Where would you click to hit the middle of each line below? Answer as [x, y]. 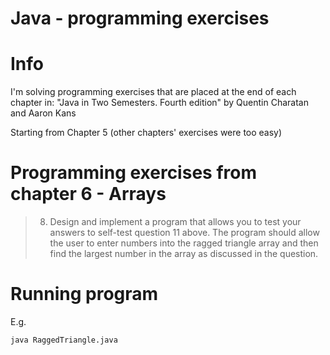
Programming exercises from [133, 173]
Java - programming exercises [140, 18]
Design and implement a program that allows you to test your [175, 222]
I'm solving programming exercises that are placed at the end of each [153, 92]
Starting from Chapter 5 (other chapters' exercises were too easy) [146, 133]
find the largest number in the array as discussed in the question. [184, 254]
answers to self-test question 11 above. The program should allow [184, 233]
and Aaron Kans [43, 113]
